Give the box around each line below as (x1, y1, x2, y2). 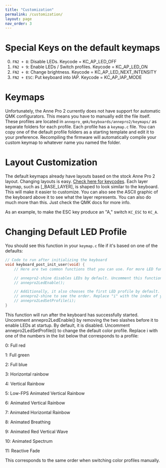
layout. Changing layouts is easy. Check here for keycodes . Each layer (5, 178, 148, 184)
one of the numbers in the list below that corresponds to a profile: (5, 333, 139, 339)
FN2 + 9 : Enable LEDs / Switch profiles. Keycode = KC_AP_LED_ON (12, 64, 148, 70)
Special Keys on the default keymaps (5, 43, 161, 53)
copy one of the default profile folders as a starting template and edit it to (5, 129, 155, 135)
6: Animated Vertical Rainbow (5, 400, 65, 406)
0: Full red (5, 342, 26, 348)
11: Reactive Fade (5, 448, 41, 454)
